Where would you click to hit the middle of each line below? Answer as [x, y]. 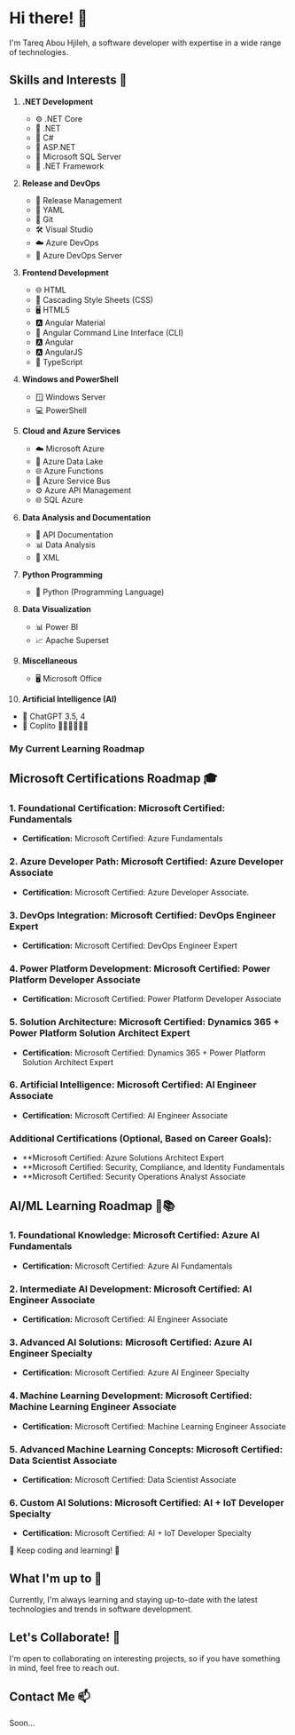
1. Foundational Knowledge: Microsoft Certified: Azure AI [134, 1236]
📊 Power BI [57, 626]
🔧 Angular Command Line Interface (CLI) [109, 332]
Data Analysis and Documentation [86, 517]
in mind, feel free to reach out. [64, 1667]
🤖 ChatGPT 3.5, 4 [54, 716]
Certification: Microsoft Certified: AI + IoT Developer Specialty [137, 1533]
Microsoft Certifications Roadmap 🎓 [113, 779]
